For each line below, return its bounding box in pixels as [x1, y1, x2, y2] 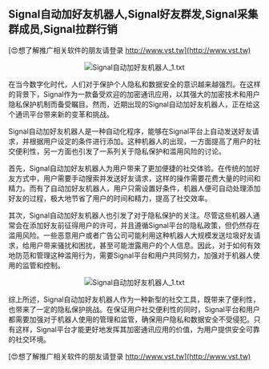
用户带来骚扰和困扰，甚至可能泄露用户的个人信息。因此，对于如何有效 [29, 240, 261, 250]
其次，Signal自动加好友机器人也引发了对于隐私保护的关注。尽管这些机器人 [8, 211, 254, 220]
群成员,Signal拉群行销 [8, 22, 118, 36]
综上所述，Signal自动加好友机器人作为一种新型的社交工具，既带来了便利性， [8, 295, 260, 304]
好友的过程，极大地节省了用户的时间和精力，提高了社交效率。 [8, 193, 212, 203]
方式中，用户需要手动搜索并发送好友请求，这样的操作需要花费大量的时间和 [14, 173, 261, 182]
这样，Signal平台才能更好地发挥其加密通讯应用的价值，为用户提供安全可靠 [14, 324, 260, 334]
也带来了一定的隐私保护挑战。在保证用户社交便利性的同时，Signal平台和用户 [8, 304, 260, 314]
